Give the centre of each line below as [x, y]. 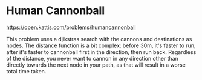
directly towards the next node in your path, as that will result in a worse [96, 65]
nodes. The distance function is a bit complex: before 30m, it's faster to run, [101, 45]
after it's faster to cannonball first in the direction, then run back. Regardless [101, 52]
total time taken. [26, 71]
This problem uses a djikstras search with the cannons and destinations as [99, 39]
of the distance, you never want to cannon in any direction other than [92, 58]
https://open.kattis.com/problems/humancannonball [71, 27]
